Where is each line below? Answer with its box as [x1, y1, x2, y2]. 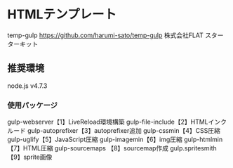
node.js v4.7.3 [7, 82, 48, 90]
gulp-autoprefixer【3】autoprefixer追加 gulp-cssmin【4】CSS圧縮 [27, 127, 221, 135]
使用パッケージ [7, 100, 58, 110]
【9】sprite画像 [7, 153, 53, 162]
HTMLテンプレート [7, 6, 117, 22]
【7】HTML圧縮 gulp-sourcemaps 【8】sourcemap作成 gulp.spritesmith [7, 144, 218, 153]
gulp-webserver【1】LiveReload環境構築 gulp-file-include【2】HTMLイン [7, 117, 221, 127]
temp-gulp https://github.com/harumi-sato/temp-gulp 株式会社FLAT [7, 31, 204, 39]
